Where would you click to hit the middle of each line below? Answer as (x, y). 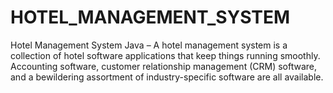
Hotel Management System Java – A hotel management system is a (149, 45)
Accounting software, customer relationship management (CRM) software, (163, 66)
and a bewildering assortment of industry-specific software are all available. (167, 77)
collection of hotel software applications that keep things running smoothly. (165, 55)
